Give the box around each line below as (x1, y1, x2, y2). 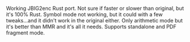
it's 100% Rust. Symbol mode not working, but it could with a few (6, 11, 163, 18)
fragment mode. (6, 29, 45, 36)
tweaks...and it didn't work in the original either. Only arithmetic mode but (6, 17, 183, 24)
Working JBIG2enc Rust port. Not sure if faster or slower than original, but (6, 5, 184, 12)
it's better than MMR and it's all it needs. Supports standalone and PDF (6, 23, 177, 30)
